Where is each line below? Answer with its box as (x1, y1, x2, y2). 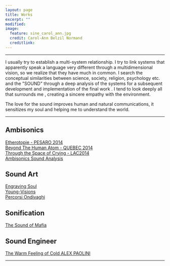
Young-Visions (5, 189, 36, 195)
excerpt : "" (5, 17, 30, 22)
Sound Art (5, 170, 38, 179)
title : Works (5, 12, 33, 17)
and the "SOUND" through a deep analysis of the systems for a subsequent (5, 80, 163, 86)
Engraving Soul (5, 183, 37, 190)
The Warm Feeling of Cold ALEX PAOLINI (5, 250, 91, 256)
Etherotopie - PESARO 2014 (5, 139, 63, 145)
